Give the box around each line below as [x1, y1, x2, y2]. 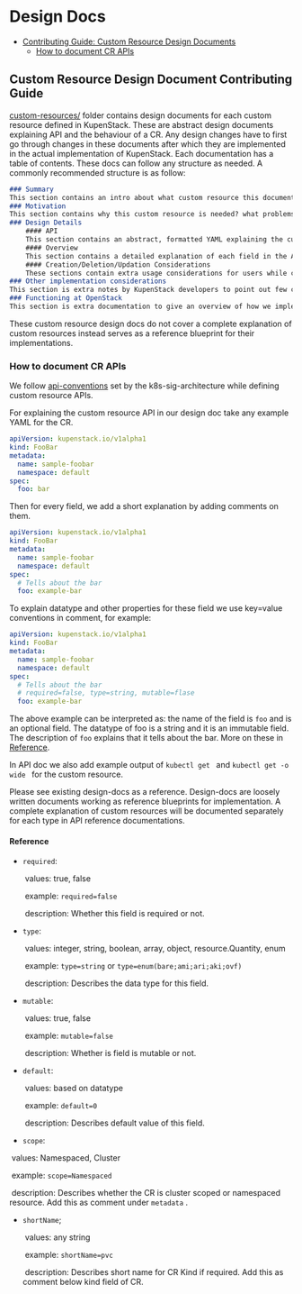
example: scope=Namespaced [11, 1170, 112, 1181]
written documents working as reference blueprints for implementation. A [9, 796, 281, 807]
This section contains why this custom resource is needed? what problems [9, 210, 296, 219]
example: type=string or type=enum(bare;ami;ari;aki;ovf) [24, 961, 243, 971]
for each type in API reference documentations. [9, 816, 186, 826]
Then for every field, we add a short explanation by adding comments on [9, 501, 279, 512]
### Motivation [9, 201, 67, 211]
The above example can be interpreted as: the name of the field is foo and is [9, 714, 292, 724]
